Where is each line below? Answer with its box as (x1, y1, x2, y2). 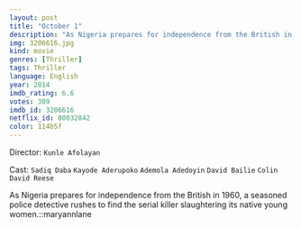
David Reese (9, 174, 54, 183)
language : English (9, 72, 78, 81)
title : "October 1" (9, 22, 83, 31)
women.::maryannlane (9, 209, 92, 219)
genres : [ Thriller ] (9, 55, 83, 64)
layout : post (9, 13, 59, 23)
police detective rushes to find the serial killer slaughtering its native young (9, 199, 288, 210)
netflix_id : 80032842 (9, 114, 91, 123)
